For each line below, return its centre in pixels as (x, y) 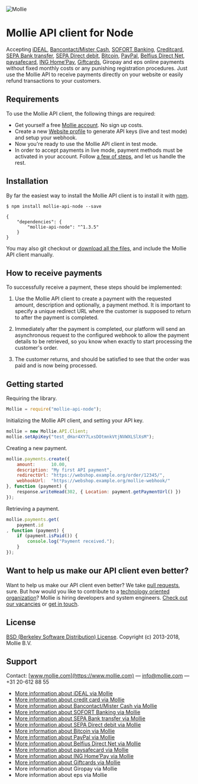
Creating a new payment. (37, 448)
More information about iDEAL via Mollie (64, 694)
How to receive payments (54, 273)
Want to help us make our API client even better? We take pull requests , (93, 585)
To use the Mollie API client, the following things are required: (81, 113)
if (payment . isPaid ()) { (47, 536)
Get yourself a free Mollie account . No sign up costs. (79, 125)
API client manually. (30, 255)
